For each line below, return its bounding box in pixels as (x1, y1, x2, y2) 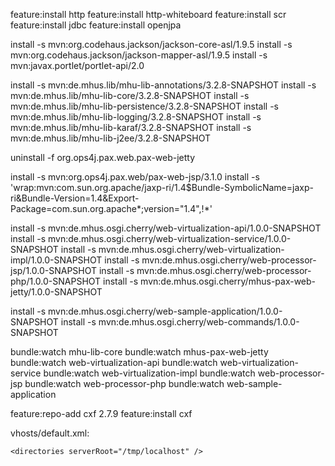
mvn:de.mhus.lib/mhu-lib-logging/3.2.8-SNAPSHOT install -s (10, 111, 262, 123)
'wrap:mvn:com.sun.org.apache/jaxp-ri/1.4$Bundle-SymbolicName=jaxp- (10, 182, 314, 193)
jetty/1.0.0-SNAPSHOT (10, 286, 103, 298)
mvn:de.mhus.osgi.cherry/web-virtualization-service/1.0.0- (48, 233, 292, 244)
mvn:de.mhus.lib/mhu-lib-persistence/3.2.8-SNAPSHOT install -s (10, 100, 280, 112)
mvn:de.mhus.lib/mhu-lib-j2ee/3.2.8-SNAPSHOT (10, 132, 212, 144)
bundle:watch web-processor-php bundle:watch (24, 378, 225, 389)
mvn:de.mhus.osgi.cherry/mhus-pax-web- (140, 275, 317, 287)
